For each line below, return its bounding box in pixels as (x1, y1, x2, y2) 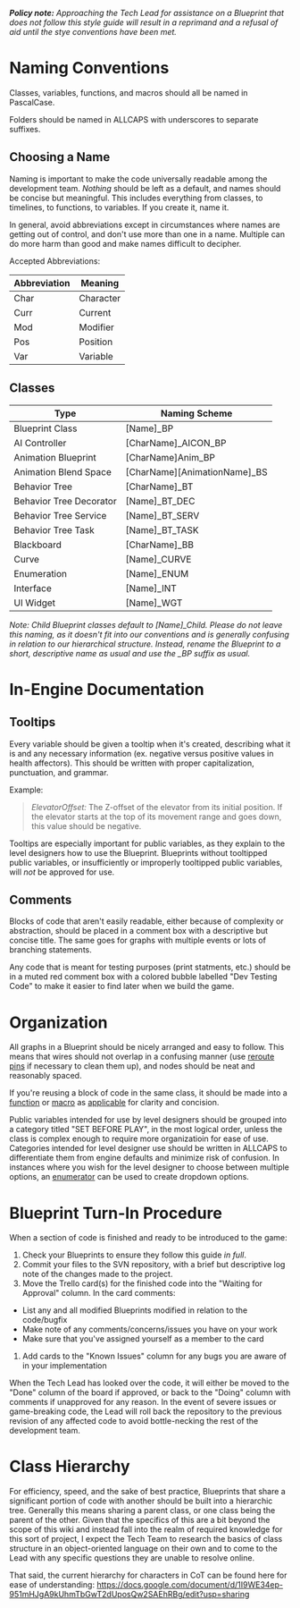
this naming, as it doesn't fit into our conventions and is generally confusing (9, 629, 290, 639)
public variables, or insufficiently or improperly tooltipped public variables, (9, 857, 283, 867)
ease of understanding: (9, 1579, 96, 1590)
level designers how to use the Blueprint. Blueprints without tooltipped (9, 847, 268, 858)
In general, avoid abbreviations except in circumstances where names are (9, 219, 280, 230)
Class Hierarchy (9, 1457, 131, 1477)
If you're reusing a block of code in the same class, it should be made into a (9, 1088, 287, 1098)
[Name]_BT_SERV (125, 509, 200, 521)
